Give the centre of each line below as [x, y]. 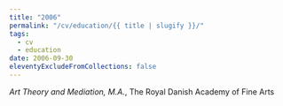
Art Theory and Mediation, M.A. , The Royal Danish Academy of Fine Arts [142, 91]
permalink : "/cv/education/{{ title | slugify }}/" [106, 26]
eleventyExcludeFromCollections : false [83, 67]
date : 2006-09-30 [41, 58]
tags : [19, 34]
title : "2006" [35, 17]
